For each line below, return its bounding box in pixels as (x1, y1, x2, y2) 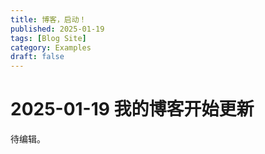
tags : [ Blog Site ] (10, 33, 87, 43)
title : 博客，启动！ (10, 14, 87, 25)
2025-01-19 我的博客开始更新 (10, 98, 255, 121)
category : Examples (10, 42, 92, 53)
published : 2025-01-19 (10, 24, 105, 34)
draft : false (10, 52, 65, 62)
